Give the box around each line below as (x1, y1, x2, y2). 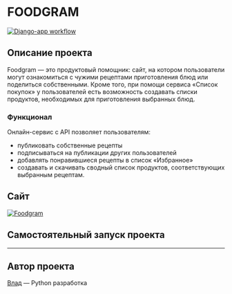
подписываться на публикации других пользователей (17, 149, 177, 157)
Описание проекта (7, 47, 93, 59)
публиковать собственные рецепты (17, 141, 123, 149)
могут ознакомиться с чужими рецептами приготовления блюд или (7, 73, 209, 81)
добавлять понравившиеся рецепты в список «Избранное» (17, 156, 193, 165)
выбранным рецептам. (17, 171, 85, 179)
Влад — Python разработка (7, 279, 88, 287)
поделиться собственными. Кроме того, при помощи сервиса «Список (7, 80, 218, 89)
